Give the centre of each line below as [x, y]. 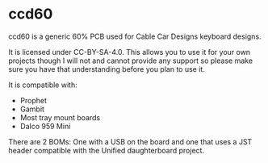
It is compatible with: [43, 85]
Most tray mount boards [60, 117]
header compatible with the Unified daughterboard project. [106, 150]
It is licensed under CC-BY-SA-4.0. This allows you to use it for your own [130, 52]
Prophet [33, 100]
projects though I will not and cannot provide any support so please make [130, 61]
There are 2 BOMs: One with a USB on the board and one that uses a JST [130, 141]
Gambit [32, 109]
